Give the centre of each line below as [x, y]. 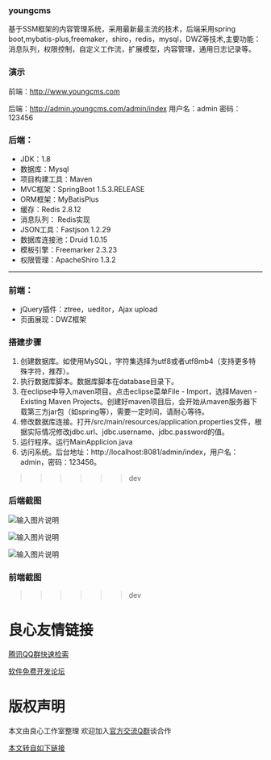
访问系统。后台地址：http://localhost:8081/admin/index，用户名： [129, 452]
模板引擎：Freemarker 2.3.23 [69, 249]
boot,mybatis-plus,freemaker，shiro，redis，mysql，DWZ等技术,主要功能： [135, 39]
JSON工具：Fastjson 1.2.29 [65, 229]
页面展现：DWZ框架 [53, 319]
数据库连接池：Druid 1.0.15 [64, 240]
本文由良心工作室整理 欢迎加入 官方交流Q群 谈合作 [90, 730]
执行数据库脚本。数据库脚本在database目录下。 [99, 382]
